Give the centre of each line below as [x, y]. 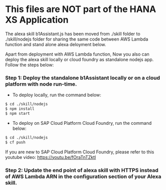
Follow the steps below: [29, 65]
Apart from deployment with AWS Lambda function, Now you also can [77, 54]
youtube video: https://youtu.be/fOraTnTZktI [51, 157]
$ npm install [20, 109]
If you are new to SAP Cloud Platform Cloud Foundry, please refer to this [80, 152]
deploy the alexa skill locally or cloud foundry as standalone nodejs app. [79, 59]
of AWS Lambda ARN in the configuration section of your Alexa [83, 176]
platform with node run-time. [41, 84]
